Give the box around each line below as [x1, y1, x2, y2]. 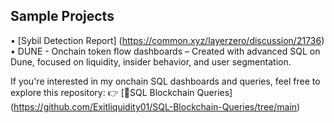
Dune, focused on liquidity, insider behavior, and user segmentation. [10, 55, 292, 68]
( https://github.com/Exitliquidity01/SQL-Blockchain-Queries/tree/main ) [10, 100, 301, 113]
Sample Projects [10, 8, 115, 25]
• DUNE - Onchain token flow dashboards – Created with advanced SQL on [10, 45, 321, 57]
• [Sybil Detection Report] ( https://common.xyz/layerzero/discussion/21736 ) [10, 34, 325, 46]
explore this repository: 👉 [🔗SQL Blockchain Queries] [10, 86, 233, 98]
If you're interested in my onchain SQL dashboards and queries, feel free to [10, 75, 321, 87]
